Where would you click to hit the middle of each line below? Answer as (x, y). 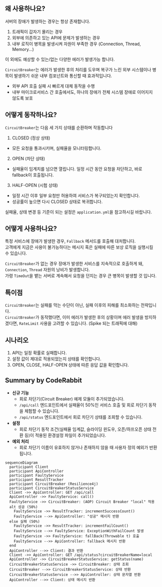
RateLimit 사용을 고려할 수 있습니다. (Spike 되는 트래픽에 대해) (78, 323)
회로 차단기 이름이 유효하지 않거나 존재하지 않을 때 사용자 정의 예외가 (84, 447)
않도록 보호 (22, 98)
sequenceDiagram (21, 463)
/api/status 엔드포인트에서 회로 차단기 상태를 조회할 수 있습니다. (81, 417)
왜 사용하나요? (25, 9)
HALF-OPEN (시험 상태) (35, 185)
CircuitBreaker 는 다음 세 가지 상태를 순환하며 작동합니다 (59, 127)
